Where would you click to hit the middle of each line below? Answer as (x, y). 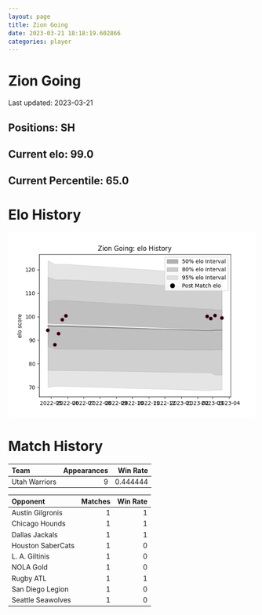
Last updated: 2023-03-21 (51, 103)
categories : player (40, 42)
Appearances (86, 470)
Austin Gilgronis (37, 513)
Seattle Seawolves (41, 600)
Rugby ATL (29, 578)
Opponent (28, 501)
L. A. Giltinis (31, 556)
